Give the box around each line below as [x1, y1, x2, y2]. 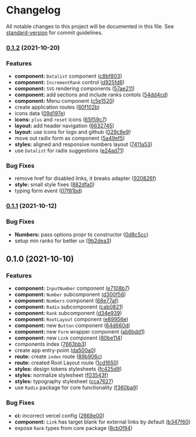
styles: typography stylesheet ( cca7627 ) [14, 378, 114, 385]
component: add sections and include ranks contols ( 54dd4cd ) [14, 91, 169, 98]
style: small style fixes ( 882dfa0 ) [14, 181, 95, 188]
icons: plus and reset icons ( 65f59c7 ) [14, 116, 107, 123]
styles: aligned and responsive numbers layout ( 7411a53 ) [14, 141, 153, 148]
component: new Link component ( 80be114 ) [14, 334, 123, 342]
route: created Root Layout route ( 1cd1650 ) [14, 359, 119, 366]
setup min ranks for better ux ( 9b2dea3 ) [14, 237, 112, 244]
